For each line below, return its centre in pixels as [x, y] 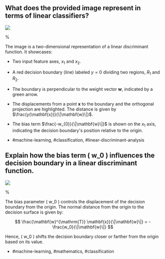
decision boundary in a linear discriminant [71, 163]
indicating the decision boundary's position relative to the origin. [78, 130]
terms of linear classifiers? [47, 16]
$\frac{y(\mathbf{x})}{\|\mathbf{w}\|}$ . [53, 114]
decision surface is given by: [34, 212]
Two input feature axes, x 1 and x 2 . [47, 62]
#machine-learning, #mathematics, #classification [63, 251]
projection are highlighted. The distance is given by [64, 109]
